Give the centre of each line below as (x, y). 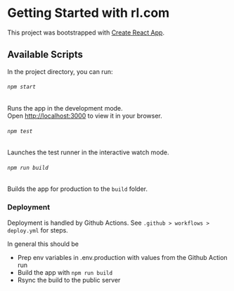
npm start (22, 87)
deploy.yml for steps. (38, 230)
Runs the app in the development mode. (65, 108)
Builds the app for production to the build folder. (78, 189)
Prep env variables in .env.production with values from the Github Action (122, 257)
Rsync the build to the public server (69, 280)
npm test (20, 131)
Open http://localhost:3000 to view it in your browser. (85, 116)
